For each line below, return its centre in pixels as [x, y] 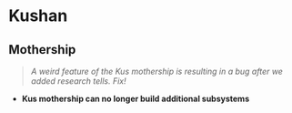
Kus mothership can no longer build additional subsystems [136, 98]
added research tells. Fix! [78, 81]
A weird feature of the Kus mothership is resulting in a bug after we [157, 71]
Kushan [38, 16]
